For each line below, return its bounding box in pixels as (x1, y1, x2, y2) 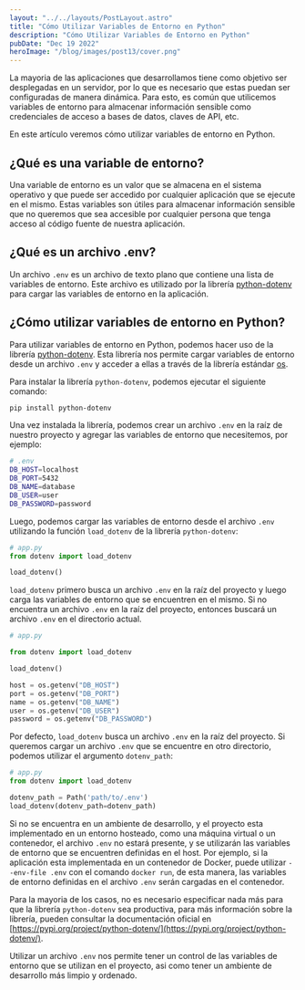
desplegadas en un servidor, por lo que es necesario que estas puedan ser (9, 82, 291, 93)
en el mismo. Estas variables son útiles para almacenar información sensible (9, 198, 296, 210)
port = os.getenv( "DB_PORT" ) (9, 689, 120, 698)
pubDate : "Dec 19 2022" (9, 38, 100, 48)
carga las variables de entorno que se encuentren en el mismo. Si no (9, 594, 267, 605)
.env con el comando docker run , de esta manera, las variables (49, 866, 287, 877)
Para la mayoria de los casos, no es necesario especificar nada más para (9, 893, 284, 904)
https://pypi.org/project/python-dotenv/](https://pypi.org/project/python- (12, 922, 287, 933)
